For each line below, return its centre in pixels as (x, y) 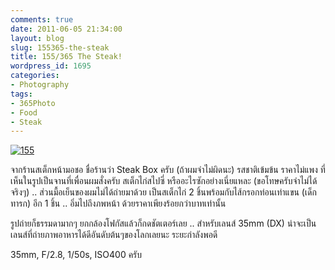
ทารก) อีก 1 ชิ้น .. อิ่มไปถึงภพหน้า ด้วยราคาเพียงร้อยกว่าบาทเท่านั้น (118, 203)
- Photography (40, 85)
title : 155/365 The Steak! (66, 57)
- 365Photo (33, 103)
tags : (21, 94)
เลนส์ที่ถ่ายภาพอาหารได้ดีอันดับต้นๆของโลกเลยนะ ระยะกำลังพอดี (114, 235)
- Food (24, 112)
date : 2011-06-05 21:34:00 (66, 29)
